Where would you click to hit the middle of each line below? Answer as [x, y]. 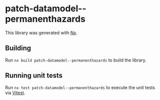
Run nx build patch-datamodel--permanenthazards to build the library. [76, 60]
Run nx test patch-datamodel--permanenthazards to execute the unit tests [80, 87]
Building [18, 48]
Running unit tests [34, 76]
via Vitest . [15, 93]
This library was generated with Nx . [41, 33]
